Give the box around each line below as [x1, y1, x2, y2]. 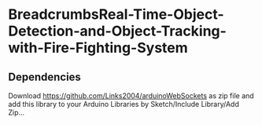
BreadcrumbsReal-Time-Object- [8, 6, 224, 24]
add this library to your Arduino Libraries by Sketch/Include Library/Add [8, 100, 240, 108]
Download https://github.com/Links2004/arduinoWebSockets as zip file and [8, 91, 254, 100]
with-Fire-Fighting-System [8, 39, 189, 57]
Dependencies [8, 70, 81, 83]
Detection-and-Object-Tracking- [8, 22, 227, 40]
